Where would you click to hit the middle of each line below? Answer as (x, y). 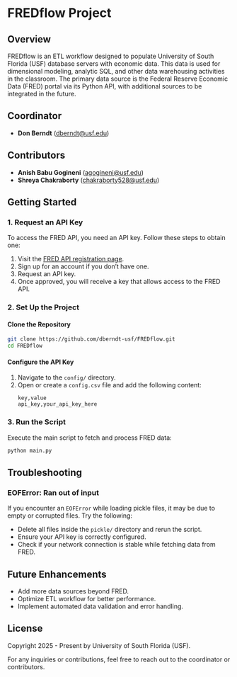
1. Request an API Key (45, 222)
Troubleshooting (45, 472)
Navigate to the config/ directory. (67, 377)
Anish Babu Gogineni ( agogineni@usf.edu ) (80, 172)
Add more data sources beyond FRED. (73, 591)
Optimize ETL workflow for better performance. (87, 599)
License (25, 628)
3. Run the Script (36, 422)
